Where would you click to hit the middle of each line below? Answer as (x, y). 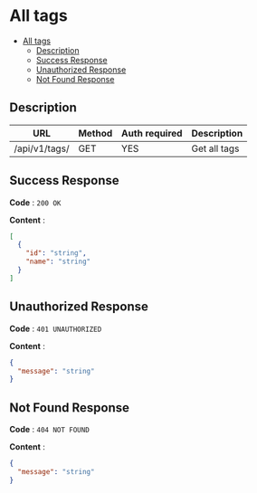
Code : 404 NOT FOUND (50, 430)
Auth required (152, 133)
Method (95, 133)
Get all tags (215, 148)
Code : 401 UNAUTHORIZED (56, 328)
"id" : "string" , (57, 253)
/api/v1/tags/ (42, 148)
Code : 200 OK (35, 202)
